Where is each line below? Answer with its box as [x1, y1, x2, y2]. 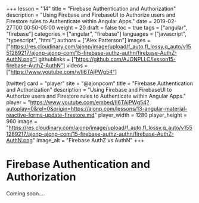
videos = [66, 62, 88, 69]
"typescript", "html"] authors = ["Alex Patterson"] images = [6, 37, 151, 43]
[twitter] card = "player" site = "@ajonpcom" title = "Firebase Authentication [6, 80, 194, 87]
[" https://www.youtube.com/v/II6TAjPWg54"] [6, 68, 117, 75]
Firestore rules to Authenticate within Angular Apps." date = [6, 18, 153, 24]
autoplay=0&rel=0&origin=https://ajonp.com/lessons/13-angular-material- [6, 105, 188, 112]
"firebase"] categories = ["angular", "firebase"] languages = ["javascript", [6, 30, 186, 38]
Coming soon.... [6, 190, 45, 197]
